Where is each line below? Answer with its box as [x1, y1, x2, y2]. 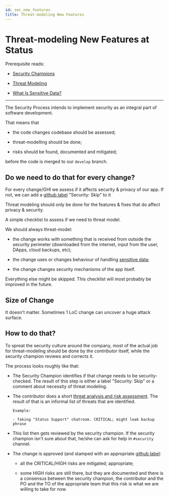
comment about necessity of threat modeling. [12, 383, 107, 389]
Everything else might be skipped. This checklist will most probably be [5, 276, 151, 282]
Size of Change [5, 296, 54, 305]
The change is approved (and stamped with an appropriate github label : [12, 450, 161, 456]
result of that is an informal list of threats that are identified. [12, 398, 136, 405]
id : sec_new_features [5, 7, 51, 13]
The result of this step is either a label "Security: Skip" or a [33, 378, 154, 384]
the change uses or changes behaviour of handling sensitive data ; [12, 257, 150, 263]
